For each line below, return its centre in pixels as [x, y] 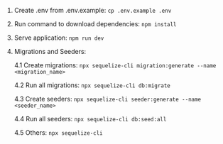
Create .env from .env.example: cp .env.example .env [93, 10]
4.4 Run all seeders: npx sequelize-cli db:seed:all [90, 119]
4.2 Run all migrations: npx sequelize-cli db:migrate [92, 85]
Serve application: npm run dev [59, 38]
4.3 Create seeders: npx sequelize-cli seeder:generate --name [108, 99]
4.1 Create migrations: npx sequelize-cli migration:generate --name [115, 65]
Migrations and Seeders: [50, 51]
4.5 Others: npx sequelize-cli [58, 133]
